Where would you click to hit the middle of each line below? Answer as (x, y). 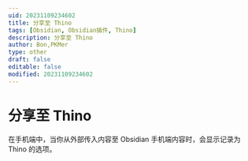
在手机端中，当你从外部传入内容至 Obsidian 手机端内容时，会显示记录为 (125, 139)
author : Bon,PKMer (38, 45)
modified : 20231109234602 (50, 74)
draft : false (30, 60)
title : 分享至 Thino (40, 23)
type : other (28, 52)
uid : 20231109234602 (42, 15)
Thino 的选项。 (32, 149)
